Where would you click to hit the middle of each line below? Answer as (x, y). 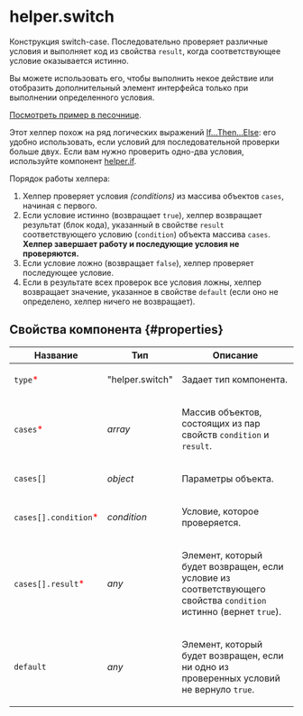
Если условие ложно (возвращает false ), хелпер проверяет (138, 262)
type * (26, 379)
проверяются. (50, 253)
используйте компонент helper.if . (73, 161)
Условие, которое (220, 511)
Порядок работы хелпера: (60, 179)
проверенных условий (231, 678)
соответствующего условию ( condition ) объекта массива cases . (146, 234)
